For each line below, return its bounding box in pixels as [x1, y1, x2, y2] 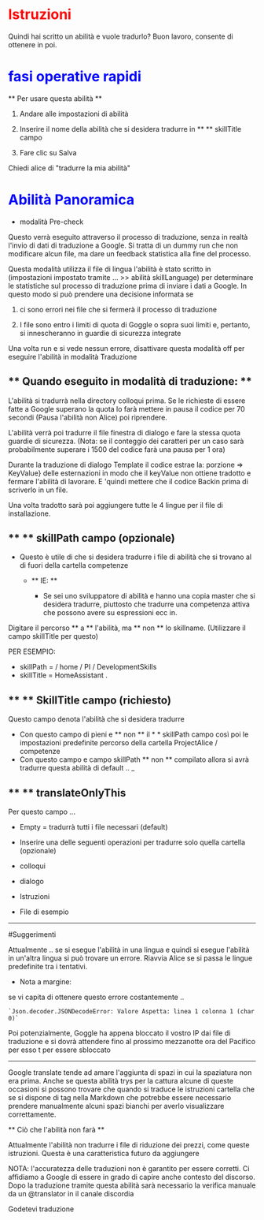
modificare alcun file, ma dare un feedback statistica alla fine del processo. [8, 248, 251, 258]
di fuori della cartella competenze [19, 561, 129, 570]
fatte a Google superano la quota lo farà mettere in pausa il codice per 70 [8, 404, 245, 413]
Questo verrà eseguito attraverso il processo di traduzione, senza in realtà [8, 232, 248, 241]
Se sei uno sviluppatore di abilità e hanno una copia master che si [42, 591, 255, 601]
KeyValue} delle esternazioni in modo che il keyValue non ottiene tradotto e [8, 468, 251, 478]
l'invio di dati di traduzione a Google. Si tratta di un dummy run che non [8, 241, 238, 250]
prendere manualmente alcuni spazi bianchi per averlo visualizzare [8, 1102, 225, 1111]
